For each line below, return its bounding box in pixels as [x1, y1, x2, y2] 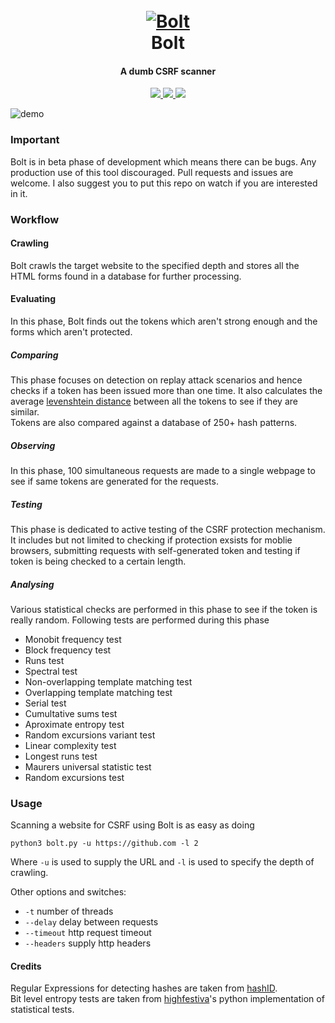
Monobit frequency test [24, 633, 122, 645]
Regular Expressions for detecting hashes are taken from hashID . [10, 982, 278, 994]
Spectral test [24, 665, 78, 677]
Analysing [10, 578, 55, 590]
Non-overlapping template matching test [24, 675, 193, 688]
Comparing [10, 349, 59, 361]
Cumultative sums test [24, 707, 118, 719]
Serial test [24, 697, 67, 709]
